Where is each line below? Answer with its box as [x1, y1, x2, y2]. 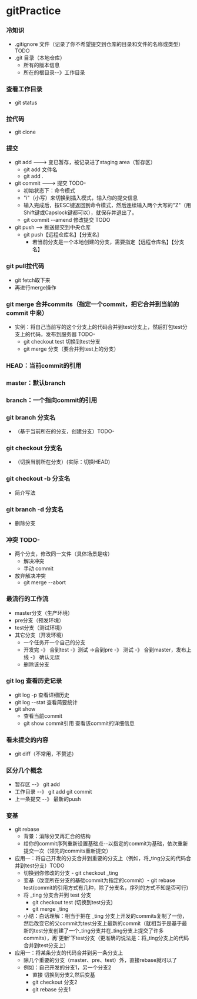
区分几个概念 [6, 767, 43, 775]
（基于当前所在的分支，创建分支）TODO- [14, 428, 115, 435]
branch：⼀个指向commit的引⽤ [6, 396, 98, 404]
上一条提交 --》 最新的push [14, 795, 81, 802]
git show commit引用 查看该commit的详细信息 [23, 720, 135, 727]
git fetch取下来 [14, 277, 51, 284]
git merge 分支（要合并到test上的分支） [23, 345, 119, 352]
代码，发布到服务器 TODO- [30, 331, 96, 338]
